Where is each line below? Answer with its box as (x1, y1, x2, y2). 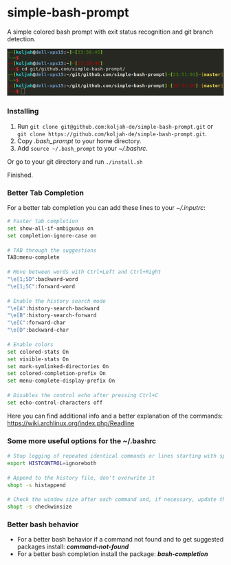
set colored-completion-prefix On (7, 370, 107, 377)
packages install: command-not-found (16, 542, 129, 551)
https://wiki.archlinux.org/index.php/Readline (7, 418, 135, 427)
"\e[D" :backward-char (7, 327, 69, 334)
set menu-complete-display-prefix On (7, 377, 115, 385)
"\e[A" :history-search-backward (7, 305, 100, 312)
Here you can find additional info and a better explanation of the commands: (7, 412, 223, 420)
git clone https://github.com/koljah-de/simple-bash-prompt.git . (16, 129, 208, 138)
